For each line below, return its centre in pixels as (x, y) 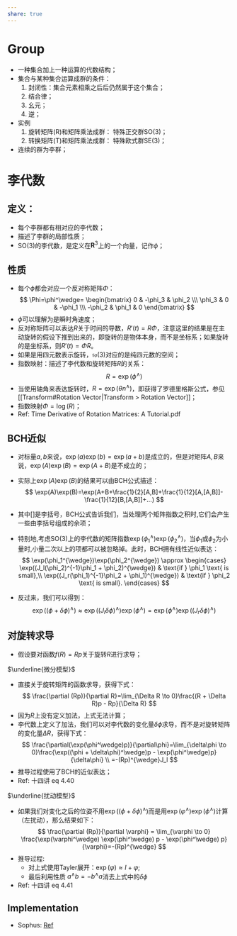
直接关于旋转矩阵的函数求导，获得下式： (76, 684)
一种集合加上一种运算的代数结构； (67, 69)
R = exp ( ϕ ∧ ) (124, 375)
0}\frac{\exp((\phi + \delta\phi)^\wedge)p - (94, 752)
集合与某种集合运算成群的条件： (64, 78)
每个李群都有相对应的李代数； (61, 227)
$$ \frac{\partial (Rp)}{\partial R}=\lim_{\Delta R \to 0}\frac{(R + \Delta (124, 696)
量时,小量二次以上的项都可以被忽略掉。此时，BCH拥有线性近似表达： (118, 548)
